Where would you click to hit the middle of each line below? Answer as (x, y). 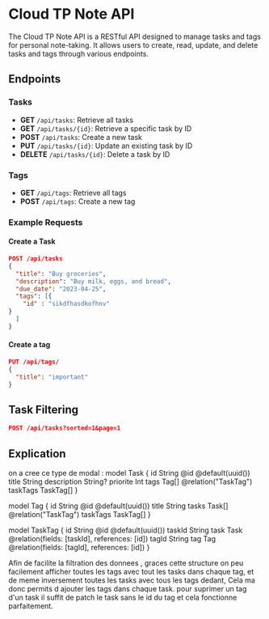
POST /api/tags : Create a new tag (78, 201)
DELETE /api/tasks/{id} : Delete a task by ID (95, 154)
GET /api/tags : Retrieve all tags (73, 193)
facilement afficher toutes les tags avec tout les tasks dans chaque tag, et (131, 572)
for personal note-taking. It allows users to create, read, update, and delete (133, 45)
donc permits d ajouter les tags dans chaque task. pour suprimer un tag (128, 589)
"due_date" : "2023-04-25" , (61, 289)
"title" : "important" (52, 377)
